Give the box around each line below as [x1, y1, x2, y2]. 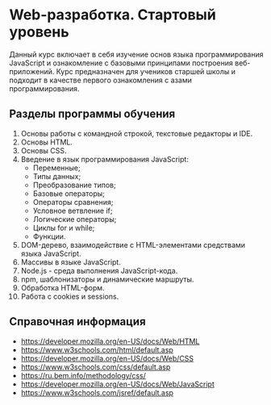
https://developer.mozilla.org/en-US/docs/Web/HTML [20, 336, 200, 346]
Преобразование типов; [32, 180, 116, 190]
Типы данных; [32, 171, 81, 181]
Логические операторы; [32, 214, 117, 223]
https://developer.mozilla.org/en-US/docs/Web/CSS [20, 353, 194, 363]
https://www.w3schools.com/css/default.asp [20, 361, 171, 372]
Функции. [32, 232, 66, 241]
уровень [9, 23, 69, 41]
